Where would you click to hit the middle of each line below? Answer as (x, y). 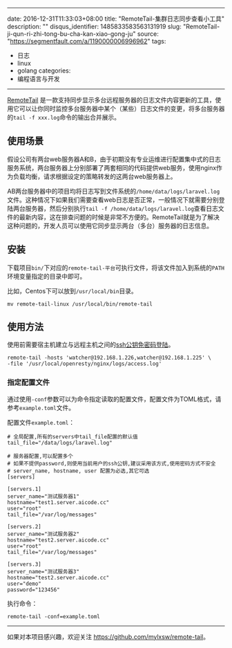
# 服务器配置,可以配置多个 (40, 456)
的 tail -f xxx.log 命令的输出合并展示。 (64, 117)
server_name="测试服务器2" (43, 534)
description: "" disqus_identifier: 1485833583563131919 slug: (94, 26)
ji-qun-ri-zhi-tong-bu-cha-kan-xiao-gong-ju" (71, 34)
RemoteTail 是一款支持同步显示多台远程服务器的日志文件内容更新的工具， (111, 100)
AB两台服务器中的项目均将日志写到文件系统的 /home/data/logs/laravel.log (114, 191)
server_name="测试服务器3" (43, 571)
